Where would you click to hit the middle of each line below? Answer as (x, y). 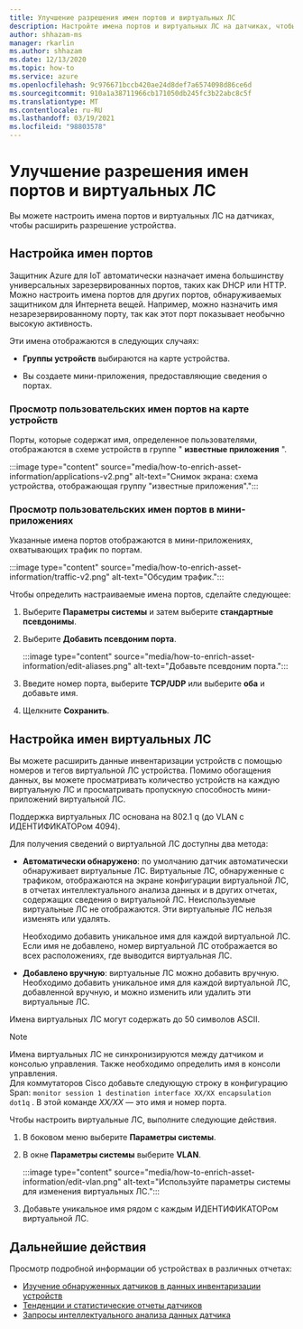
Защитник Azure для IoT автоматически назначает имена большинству (147, 275)
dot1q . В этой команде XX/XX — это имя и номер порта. (118, 1102)
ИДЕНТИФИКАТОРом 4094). (65, 826)
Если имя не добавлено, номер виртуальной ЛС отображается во (150, 946)
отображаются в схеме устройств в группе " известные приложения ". (148, 450)
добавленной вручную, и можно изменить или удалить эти (136, 992)
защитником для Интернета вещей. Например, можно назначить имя (143, 304)
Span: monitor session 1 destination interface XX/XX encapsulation (141, 1092)
